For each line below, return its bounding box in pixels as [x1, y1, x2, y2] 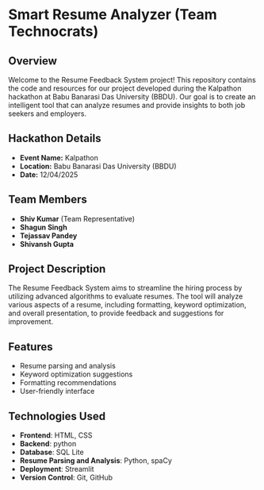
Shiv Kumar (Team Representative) [19, 214, 136, 223]
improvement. [8, 317, 54, 326]
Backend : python [19, 439, 77, 449]
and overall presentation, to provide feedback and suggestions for [8, 308, 224, 318]
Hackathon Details [8, 132, 101, 145]
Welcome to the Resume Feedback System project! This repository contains [8, 75, 256, 84]
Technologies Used [8, 409, 105, 422]
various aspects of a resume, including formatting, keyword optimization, [8, 300, 247, 310]
